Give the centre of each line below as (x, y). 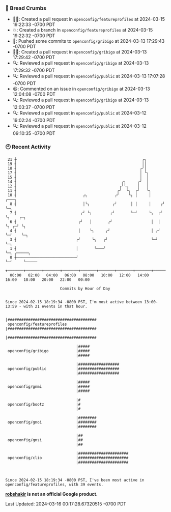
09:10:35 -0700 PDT (34, 133)
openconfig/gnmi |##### (49, 386)
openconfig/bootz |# (44, 404)
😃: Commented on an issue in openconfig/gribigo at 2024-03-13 (81, 89)
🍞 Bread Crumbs (26, 8)
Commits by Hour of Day (85, 289)
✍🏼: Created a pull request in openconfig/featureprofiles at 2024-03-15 (89, 19)
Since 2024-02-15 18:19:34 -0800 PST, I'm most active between (74, 302)
